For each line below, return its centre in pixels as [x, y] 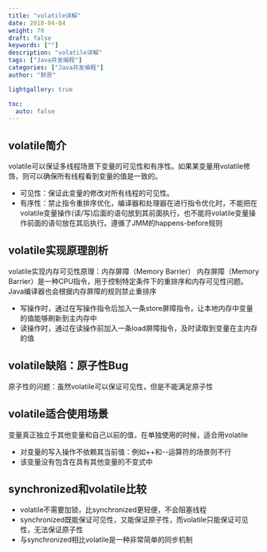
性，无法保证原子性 [51, 530]
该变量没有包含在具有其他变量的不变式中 [86, 461]
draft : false [30, 38]
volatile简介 [37, 146]
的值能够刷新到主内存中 [58, 318]
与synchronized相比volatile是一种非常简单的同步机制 [106, 540]
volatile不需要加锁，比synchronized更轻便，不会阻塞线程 [113, 510]
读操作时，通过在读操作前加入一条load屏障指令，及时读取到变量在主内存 [139, 328]
